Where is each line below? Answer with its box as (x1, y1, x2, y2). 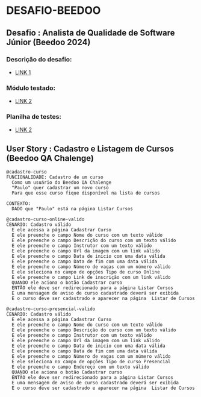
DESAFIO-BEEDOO (6, 4, 101, 17)
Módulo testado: (6, 84, 56, 92)
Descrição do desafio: (6, 55, 72, 63)
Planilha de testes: (6, 113, 62, 121)
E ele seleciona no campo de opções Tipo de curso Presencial (11, 359, 171, 365)
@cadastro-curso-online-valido (6, 216, 85, 223)
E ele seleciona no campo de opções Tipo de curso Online (11, 269, 161, 275)
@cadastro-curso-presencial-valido (6, 306, 96, 312)
